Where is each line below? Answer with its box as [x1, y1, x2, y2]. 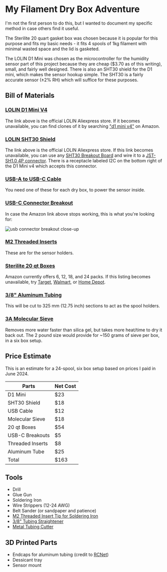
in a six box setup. [5, 337, 43, 343]
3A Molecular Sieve [5, 315, 54, 322]
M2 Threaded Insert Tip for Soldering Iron [12, 513, 99, 519]
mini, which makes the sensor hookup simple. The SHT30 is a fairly [5, 71, 144, 77]
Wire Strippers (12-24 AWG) [12, 502, 70, 508]
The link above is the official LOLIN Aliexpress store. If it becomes [5, 118, 141, 124]
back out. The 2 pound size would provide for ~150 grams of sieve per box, [5, 332, 160, 338]
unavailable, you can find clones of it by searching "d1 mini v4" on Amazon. [5, 123, 161, 129]
